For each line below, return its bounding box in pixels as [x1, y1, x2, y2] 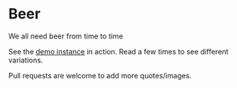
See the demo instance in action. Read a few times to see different [8, 46, 229, 56]
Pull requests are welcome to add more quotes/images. [8, 70, 192, 80]
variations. [8, 55, 44, 65]
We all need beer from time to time [8, 31, 123, 41]
